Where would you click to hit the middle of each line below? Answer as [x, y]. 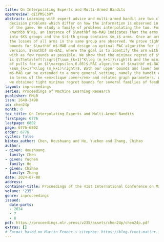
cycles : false [20, 137]
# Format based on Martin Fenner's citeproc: [52, 232]
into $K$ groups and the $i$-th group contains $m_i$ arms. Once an [81, 37]
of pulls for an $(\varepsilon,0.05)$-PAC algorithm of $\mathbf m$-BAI [85, 64]
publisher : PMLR [21, 96]
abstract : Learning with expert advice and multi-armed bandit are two [79, 19]
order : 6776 [17, 132]
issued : [13, 200]
